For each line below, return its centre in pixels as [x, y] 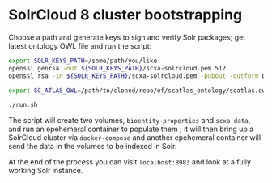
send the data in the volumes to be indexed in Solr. [93, 147]
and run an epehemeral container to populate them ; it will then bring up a [131, 129]
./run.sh [23, 105]
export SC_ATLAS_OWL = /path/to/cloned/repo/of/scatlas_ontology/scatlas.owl [139, 91]
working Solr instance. [46, 171]
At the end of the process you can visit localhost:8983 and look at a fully [130, 162]
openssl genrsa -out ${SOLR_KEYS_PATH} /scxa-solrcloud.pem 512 [117, 68]
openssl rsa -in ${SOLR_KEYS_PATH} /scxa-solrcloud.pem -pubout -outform [134, 76]
